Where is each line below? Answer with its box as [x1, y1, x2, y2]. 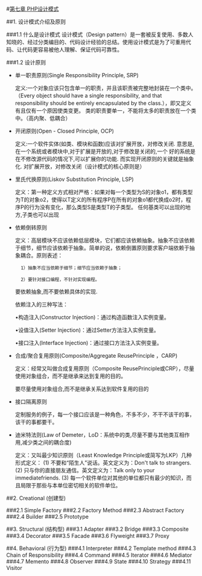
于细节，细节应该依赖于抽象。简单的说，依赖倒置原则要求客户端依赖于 [14, 244, 190, 252]
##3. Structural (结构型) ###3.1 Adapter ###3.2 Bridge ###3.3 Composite [6, 525, 189, 533]
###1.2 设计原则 [6, 59, 46, 66]
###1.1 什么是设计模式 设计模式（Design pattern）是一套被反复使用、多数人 [6, 31, 194, 38]
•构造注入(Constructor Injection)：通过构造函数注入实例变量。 [14, 314, 170, 321]
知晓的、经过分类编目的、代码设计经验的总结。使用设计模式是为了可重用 [6, 39, 186, 45]
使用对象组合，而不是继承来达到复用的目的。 [14, 373, 127, 379]
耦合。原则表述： [20, 252, 63, 259]
